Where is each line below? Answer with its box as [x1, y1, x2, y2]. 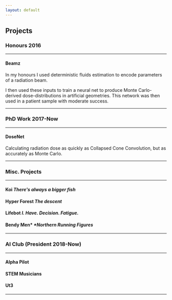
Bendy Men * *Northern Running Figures [5, 222, 94, 228]
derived [5, 92, 21, 98]
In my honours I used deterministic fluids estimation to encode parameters [5, 71, 162, 77]
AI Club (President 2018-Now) [5, 241, 82, 248]
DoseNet [5, 134, 25, 140]
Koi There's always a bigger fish [5, 186, 76, 192]
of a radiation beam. [5, 77, 48, 83]
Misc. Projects [5, 168, 42, 175]
